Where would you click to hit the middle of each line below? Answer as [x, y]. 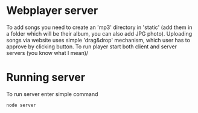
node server [21, 105]
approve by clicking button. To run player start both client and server [91, 47]
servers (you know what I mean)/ [47, 53]
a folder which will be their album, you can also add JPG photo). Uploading [99, 33]
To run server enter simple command [52, 94]
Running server [46, 78]
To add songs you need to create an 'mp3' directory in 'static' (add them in [99, 27]
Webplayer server [52, 11]
